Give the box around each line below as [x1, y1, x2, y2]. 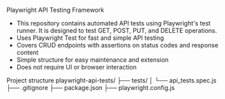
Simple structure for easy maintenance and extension [16, 56, 169, 64]
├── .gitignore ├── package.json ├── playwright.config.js [6, 84, 175, 91]
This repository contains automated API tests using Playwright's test [16, 19, 211, 27]
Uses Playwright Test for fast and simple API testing [16, 34, 164, 42]
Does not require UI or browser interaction [16, 63, 137, 71]
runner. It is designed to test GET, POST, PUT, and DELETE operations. [16, 27, 217, 34]
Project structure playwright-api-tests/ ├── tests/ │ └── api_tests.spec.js [6, 76, 217, 85]
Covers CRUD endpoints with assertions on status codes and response [16, 41, 219, 49]
